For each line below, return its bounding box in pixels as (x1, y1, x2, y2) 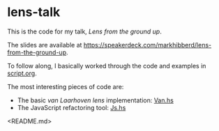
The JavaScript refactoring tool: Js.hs (17, 103, 126, 111)
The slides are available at (7, 40, 82, 49)
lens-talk (7, 4, 61, 20)
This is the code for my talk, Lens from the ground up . (7, 27, 162, 36)
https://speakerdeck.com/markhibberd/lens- (83, 40, 212, 49)
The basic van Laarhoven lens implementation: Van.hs (17, 95, 174, 105)
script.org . (7, 69, 37, 77)
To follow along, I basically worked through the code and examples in (7, 61, 206, 70)
